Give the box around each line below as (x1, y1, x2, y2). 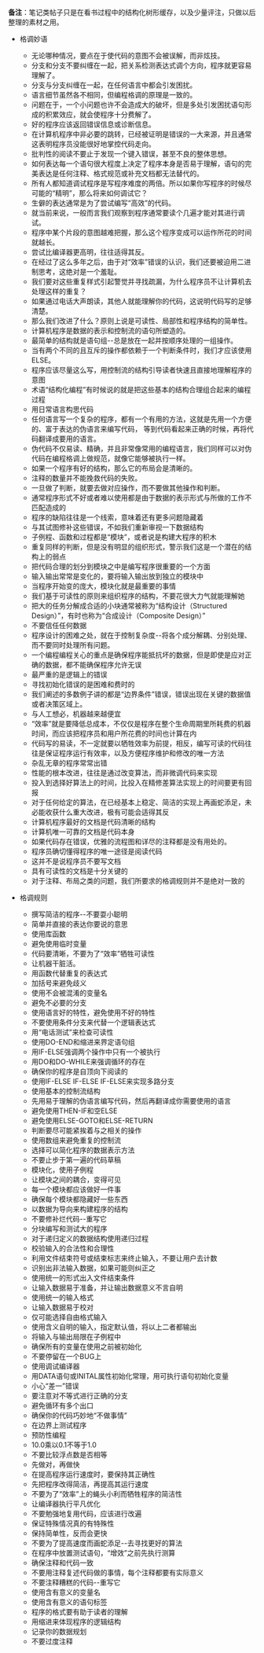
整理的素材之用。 (8, 17, 64, 27)
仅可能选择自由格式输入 (31, 1313, 108, 1321)
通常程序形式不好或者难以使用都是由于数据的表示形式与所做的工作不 (31, 493, 252, 502)
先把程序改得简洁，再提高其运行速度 (31, 1479, 149, 1489)
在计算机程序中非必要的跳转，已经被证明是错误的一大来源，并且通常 (31, 130, 252, 138)
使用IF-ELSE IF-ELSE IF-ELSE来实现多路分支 (31, 1077, 175, 1085)
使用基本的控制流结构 (31, 1086, 101, 1096)
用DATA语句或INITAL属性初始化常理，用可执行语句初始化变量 (31, 1372, 229, 1380)
